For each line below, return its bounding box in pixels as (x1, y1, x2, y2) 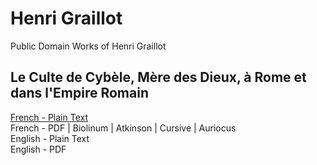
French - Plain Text (10, 111, 88, 123)
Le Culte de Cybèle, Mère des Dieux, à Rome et (10, 69, 307, 86)
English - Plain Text (10, 132, 90, 144)
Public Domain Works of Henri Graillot (10, 40, 167, 52)
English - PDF (10, 143, 67, 155)
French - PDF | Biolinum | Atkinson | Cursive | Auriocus (10, 122, 237, 134)
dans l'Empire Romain (10, 85, 149, 102)
